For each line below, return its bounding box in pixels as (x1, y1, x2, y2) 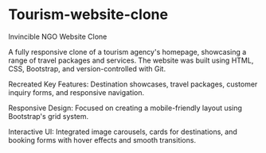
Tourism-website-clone (8, 6, 169, 24)
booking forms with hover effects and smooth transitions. (8, 135, 197, 144)
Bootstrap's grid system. (8, 111, 89, 120)
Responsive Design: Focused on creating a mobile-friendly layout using (8, 103, 243, 113)
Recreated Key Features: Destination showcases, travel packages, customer (8, 79, 258, 89)
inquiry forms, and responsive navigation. (8, 87, 145, 97)
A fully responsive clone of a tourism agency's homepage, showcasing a (8, 47, 247, 56)
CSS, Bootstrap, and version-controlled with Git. (8, 63, 166, 73)
